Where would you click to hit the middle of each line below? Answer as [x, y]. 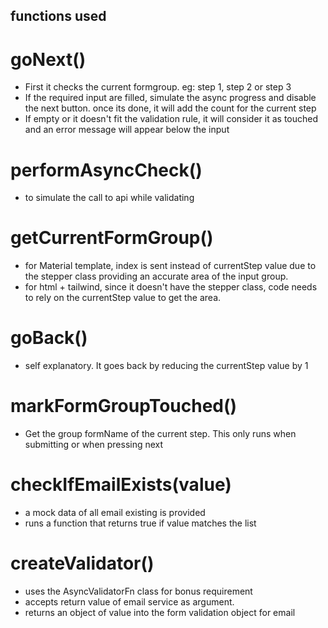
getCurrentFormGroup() [112, 238]
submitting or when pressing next [94, 445]
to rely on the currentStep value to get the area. [123, 298]
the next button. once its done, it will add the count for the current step [170, 108]
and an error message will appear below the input [127, 130]
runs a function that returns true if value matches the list [140, 523]
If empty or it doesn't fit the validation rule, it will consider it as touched [171, 119]
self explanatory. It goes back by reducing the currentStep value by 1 [166, 366]
